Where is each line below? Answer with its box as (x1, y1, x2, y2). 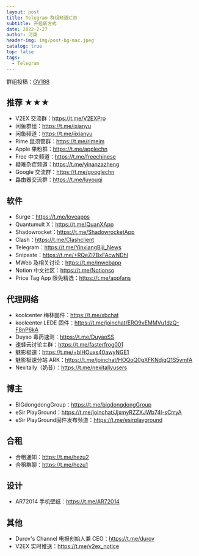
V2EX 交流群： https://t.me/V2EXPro (15, 115, 106, 122)
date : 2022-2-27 (6, 26, 48, 32)
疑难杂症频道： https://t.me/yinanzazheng (15, 160, 120, 168)
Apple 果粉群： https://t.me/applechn (15, 145, 108, 153)
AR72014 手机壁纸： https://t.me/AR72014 (15, 498, 120, 505)
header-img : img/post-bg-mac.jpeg (6, 37, 95, 43)
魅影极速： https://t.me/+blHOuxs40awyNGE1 (15, 348, 129, 356)
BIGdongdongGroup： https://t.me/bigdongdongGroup (15, 400, 152, 408)
